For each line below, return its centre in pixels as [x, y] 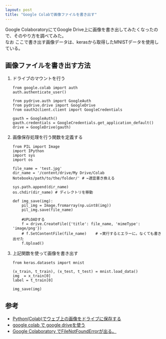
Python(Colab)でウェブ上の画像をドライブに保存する [67, 319]
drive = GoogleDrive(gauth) [41, 127]
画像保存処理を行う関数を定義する [47, 137]
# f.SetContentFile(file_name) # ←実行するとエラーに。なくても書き [91, 234]
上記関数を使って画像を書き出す [45, 253]
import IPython [28, 151]
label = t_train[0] [33, 280]
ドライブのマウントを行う [39, 79]
